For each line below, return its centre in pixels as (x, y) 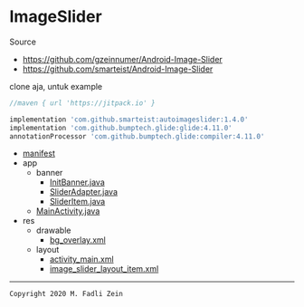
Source (23, 42)
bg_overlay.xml (77, 240)
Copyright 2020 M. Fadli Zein (66, 294)
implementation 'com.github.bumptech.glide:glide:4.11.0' (121, 128)
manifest (39, 153)
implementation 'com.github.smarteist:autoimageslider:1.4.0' (129, 120)
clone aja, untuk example (56, 86)
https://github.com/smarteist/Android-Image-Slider (118, 69)
